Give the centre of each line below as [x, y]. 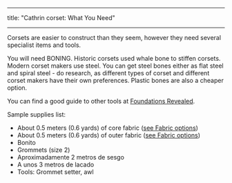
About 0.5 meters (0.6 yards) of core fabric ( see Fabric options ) [108, 128]
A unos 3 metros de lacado [56, 164]
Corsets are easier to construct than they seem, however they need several [114, 38]
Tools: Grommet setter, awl [56, 172]
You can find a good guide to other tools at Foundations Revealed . [101, 101]
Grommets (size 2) [43, 150]
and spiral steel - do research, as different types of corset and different [108, 73]
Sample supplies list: [37, 114]
